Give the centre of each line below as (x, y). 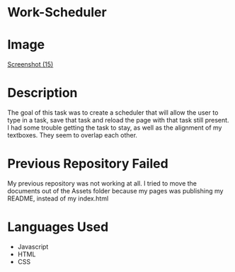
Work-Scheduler (57, 12)
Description (42, 93)
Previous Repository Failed (88, 164)
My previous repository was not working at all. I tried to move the (102, 183)
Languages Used (58, 227)
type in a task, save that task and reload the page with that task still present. (118, 120)
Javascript (33, 246)
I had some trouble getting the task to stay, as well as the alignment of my (115, 127)
